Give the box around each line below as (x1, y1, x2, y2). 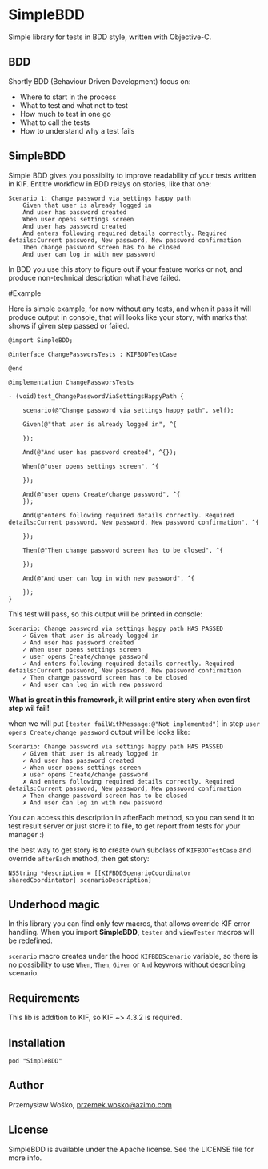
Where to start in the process (19, 92, 117, 102)
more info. (8, 1153, 42, 1163)
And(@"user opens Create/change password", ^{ (22, 490, 181, 498)
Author (8, 1079, 44, 1092)
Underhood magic (8, 897, 100, 911)
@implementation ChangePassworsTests (8, 378, 134, 386)
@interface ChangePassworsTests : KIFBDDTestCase (8, 350, 178, 358)
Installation (8, 1035, 66, 1049)
